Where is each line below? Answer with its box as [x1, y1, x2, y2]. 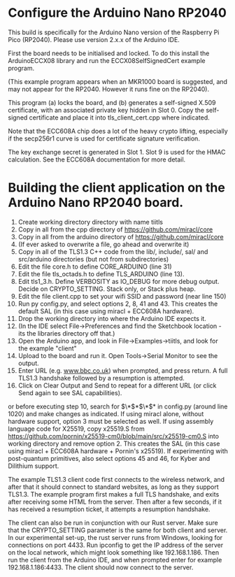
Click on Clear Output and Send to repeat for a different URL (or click [17, 381, 217, 390]
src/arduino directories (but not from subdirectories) [17, 255, 169, 263]
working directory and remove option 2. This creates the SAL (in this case [8, 439, 220, 448]
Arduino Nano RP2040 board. [8, 194, 184, 211]
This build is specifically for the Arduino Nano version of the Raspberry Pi [8, 28, 220, 36]
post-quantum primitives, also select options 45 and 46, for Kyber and [8, 454, 211, 462]
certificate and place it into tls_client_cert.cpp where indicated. [29, 113, 211, 122]
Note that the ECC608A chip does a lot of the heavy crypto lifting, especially [8, 127, 228, 135]
